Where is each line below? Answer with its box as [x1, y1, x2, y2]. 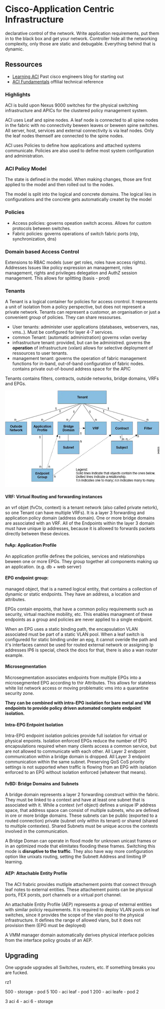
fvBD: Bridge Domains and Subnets [5, 780, 79, 786]
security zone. [5, 690, 34, 696]
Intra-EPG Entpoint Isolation [5, 722, 64, 727]
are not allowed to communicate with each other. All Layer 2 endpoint [5, 748, 146, 754]
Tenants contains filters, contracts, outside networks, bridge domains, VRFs [5, 375, 159, 381]
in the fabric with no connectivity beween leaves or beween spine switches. [5, 122, 159, 128]
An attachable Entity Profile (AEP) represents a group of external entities [5, 901, 152, 907]
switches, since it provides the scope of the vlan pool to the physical [5, 912, 144, 918]
